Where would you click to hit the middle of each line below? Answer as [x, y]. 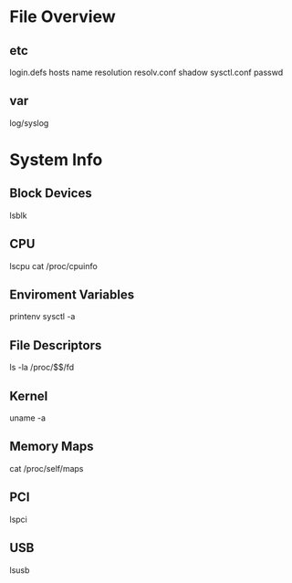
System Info [56, 160]
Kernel [29, 396]
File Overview [63, 17]
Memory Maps [52, 447]
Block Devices [51, 193]
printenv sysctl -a [42, 317]
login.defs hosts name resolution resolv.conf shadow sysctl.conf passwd [146, 72]
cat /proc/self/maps [47, 468]
